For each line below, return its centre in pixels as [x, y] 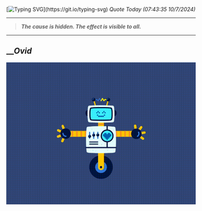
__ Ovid [19, 51]
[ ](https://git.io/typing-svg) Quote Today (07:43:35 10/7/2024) [101, 9]
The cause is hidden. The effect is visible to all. [81, 26]
